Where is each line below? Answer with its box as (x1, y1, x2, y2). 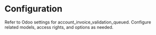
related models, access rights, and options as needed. (4, 24, 114, 30)
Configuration (4, 3, 63, 14)
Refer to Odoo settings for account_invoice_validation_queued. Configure (4, 19, 152, 25)
